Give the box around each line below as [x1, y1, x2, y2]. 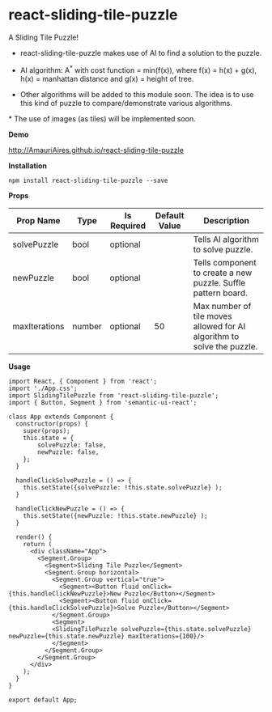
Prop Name [15, 214, 61, 226]
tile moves [193, 310, 232, 321]
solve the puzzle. [193, 341, 258, 352]
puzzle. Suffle [193, 277, 246, 288]
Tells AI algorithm [193, 233, 259, 244]
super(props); [23, 426, 70, 434]
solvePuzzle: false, [37, 441, 107, 449]
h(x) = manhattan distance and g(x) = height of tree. [19, 74, 194, 83]
